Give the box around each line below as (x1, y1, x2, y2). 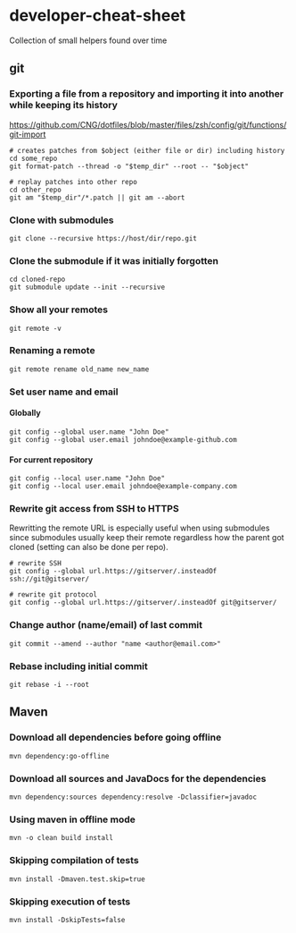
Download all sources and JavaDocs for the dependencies (9, 772, 267, 785)
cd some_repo (9, 154, 58, 163)
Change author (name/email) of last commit (9, 619, 203, 632)
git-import (9, 129, 46, 140)
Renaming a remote (9, 344, 95, 357)
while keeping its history (9, 99, 119, 112)
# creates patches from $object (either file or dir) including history (9, 146, 285, 155)
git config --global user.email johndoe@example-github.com (9, 435, 238, 444)
